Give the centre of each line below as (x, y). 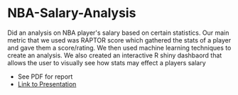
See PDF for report (45, 77)
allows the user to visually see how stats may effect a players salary (107, 62)
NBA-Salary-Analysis (72, 13)
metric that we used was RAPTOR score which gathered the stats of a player (119, 40)
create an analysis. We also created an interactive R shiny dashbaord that (115, 55)
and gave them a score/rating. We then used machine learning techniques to (119, 47)
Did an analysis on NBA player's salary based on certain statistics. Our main (118, 33)
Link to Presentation (47, 84)
